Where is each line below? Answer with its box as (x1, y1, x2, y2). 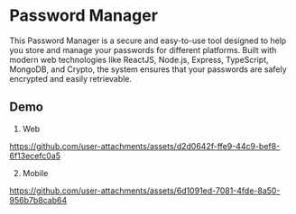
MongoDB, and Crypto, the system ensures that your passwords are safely (9, 64, 287, 75)
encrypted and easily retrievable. (9, 73, 133, 84)
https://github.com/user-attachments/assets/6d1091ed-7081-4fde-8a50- (9, 185, 281, 196)
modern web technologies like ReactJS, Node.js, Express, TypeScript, (9, 54, 269, 65)
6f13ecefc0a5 (9, 150, 61, 161)
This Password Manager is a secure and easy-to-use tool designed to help (9, 35, 287, 46)
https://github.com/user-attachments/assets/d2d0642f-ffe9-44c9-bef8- (9, 140, 281, 151)
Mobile (22, 167, 49, 178)
